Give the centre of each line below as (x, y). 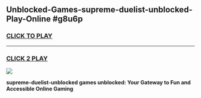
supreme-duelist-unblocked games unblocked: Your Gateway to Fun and (99, 82)
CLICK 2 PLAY (27, 58)
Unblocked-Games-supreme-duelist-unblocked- (99, 10)
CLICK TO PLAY (29, 36)
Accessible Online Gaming (40, 88)
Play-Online (28, 19)
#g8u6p (68, 19)
